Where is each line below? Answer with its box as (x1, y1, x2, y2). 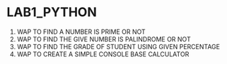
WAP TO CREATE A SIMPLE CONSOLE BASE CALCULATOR (16, 50, 190, 58)
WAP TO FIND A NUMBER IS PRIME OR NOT (16, 27, 146, 36)
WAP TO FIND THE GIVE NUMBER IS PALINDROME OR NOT (16, 34, 192, 43)
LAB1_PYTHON (6, 4, 97, 20)
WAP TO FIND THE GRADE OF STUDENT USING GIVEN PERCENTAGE (16, 42, 221, 51)
